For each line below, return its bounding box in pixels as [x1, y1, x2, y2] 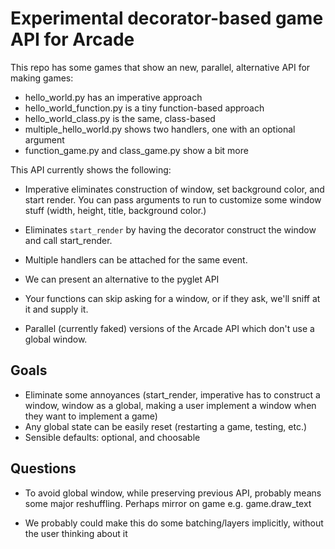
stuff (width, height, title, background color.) [24, 204, 207, 216]
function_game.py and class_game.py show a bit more [24, 144, 249, 156]
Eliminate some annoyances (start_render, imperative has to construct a [24, 388, 321, 401]
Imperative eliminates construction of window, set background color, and [24, 183, 325, 195]
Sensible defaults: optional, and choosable [24, 431, 201, 443]
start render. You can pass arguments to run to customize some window [24, 193, 322, 206]
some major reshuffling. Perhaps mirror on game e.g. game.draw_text [24, 497, 312, 509]
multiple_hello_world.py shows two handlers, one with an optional [24, 123, 296, 135]
